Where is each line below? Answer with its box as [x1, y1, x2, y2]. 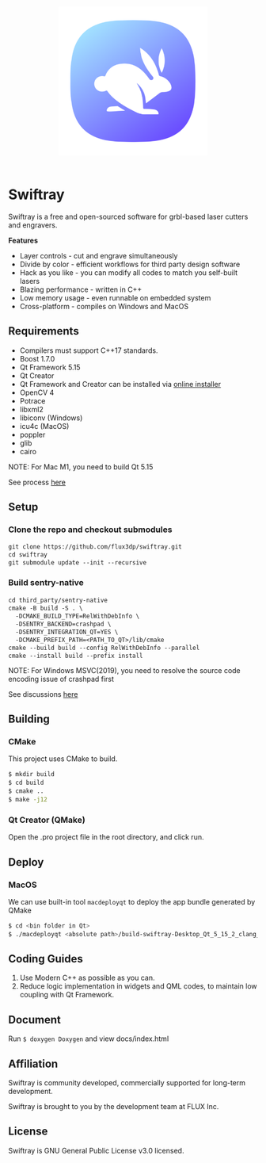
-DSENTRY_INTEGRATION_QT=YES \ [15, 628, 119, 636]
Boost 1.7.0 [19, 354, 55, 363]
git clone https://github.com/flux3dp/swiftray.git [8, 543, 182, 551]
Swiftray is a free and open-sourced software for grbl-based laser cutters [8, 212, 249, 221]
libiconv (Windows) [19, 413, 83, 423]
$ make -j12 [8, 796, 47, 804]
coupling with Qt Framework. [19, 990, 115, 1000]
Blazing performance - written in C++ [19, 285, 142, 294]
